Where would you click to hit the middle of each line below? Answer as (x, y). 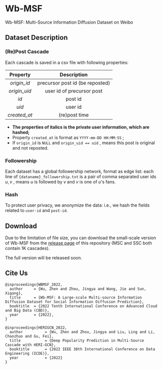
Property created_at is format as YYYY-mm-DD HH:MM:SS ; (68, 137)
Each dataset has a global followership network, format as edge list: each (80, 171)
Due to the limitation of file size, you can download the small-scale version (81, 238)
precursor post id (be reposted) (74, 83)
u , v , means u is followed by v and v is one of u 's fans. (61, 182)
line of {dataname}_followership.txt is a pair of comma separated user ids (81, 176)
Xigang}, (14, 293)
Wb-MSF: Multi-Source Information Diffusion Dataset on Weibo (69, 22)
